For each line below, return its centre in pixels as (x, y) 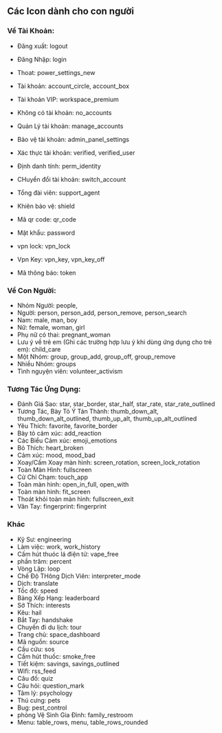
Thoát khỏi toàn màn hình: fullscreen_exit (75, 499)
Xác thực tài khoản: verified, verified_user (76, 152)
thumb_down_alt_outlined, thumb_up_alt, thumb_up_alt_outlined (107, 418)
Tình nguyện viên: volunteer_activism (70, 371)
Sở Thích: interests (44, 605)
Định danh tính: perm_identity (59, 166)
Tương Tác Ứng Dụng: (44, 389)
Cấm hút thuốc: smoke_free (56, 656)
